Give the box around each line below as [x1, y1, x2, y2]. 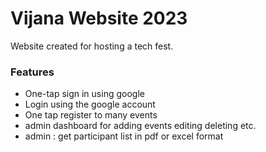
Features [10, 65, 55, 79]
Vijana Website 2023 [10, 7, 188, 30]
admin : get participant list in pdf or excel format [24, 130, 224, 142]
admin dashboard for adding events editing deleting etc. [24, 120, 257, 132]
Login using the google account [24, 98, 156, 111]
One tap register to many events [24, 109, 158, 121]
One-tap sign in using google [24, 88, 145, 100]
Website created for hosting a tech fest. [10, 40, 174, 52]
